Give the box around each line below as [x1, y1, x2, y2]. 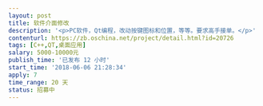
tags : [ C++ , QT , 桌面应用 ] [8, 41, 86, 49]
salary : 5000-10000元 [8, 49, 79, 57]
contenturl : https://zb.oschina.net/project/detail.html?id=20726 [8, 33, 234, 42]
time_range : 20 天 [8, 78, 69, 86]
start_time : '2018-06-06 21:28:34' [8, 64, 127, 72]
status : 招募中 [8, 85, 55, 94]
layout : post [8, 11, 52, 20]
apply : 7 [8, 71, 38, 79]
